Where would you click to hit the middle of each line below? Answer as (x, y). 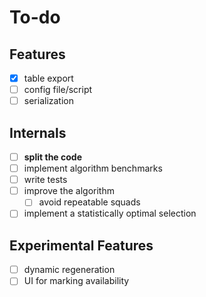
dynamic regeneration (69, 270)
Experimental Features (81, 245)
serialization (49, 101)
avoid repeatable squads (89, 202)
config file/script (58, 90)
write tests (45, 180)
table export (48, 78)
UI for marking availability (76, 281)
